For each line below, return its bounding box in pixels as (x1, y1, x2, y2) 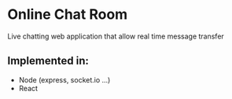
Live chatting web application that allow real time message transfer (7, 31, 225, 41)
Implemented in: (7, 54, 90, 68)
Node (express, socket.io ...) (18, 75, 111, 84)
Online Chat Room (7, 5, 128, 24)
